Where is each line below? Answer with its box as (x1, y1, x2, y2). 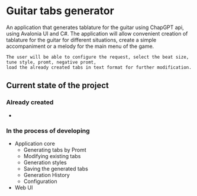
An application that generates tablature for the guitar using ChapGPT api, (6, 24, 185, 31)
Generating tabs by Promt (23, 146, 87, 153)
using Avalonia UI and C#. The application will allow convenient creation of (6, 30, 188, 37)
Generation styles (23, 159, 67, 166)
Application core (14, 140, 55, 147)
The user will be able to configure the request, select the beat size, (6, 54, 189, 60)
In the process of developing (6, 126, 90, 134)
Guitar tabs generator (6, 4, 114, 18)
